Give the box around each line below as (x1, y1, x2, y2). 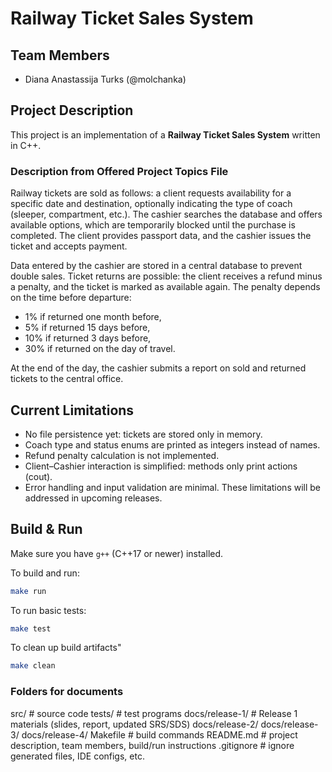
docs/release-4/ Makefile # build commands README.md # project (21, 728, 298, 741)
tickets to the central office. (10, 373, 124, 385)
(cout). (24, 470, 53, 482)
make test (10, 623, 52, 634)
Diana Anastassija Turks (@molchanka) (24, 73, 187, 85)
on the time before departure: (10, 292, 132, 304)
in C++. (10, 139, 42, 151)
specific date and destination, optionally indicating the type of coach (10, 198, 293, 210)
